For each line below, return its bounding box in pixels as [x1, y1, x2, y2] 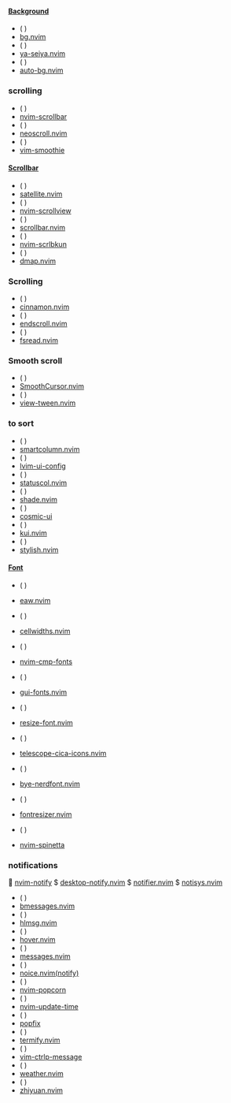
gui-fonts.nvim [19, 687, 68, 697]
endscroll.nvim [19, 319, 68, 328]
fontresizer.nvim [19, 809, 72, 819]
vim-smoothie [19, 145, 65, 155]
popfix [19, 1019, 41, 1028]
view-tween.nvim [19, 398, 76, 408]
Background [8, 6, 49, 16]
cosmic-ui [19, 511, 53, 520]
